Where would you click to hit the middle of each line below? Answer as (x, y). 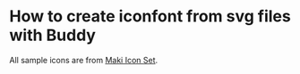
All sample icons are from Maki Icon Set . (84, 60)
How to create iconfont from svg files (150, 16)
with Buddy (53, 35)
